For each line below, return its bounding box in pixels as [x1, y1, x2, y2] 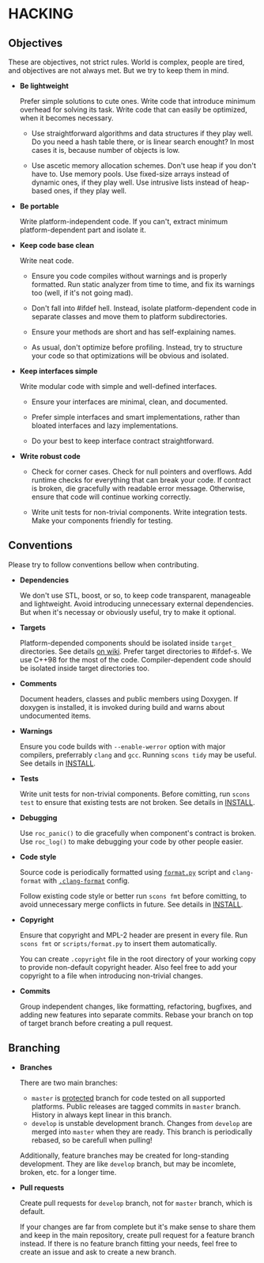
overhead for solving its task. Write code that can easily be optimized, [19, 105, 247, 114]
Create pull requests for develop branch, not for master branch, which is [19, 1198, 253, 1208]
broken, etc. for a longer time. [19, 1167, 117, 1177]
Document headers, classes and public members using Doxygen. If [19, 694, 239, 704]
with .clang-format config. [43, 876, 130, 885]
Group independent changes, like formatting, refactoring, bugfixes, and [19, 1002, 252, 1011]
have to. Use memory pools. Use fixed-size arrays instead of [31, 170, 230, 178]
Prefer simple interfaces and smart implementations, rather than [31, 413, 240, 422]
